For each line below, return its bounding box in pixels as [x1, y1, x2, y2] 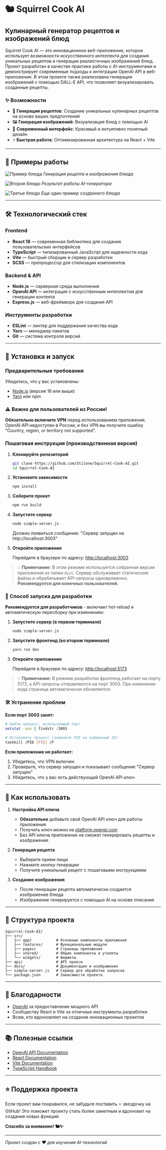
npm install [12, 484, 37, 489]
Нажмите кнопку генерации [19, 862, 79, 868]
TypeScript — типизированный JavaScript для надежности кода [12, 249, 148, 255]
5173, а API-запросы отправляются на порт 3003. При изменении [17, 681, 156, 687]
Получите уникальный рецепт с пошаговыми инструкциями [19, 867, 147, 873]
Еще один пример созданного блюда [41, 190, 120, 196]
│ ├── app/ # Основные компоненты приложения [5, 938, 127, 943]
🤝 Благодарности [5, 990, 61, 999]
